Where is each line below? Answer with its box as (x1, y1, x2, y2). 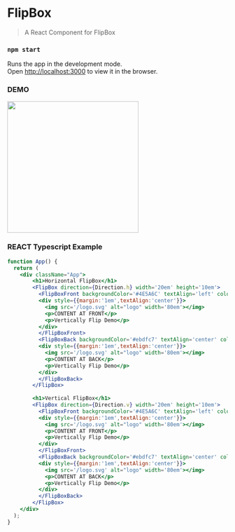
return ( (13, 264, 39, 271)
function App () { (7, 258, 58, 265)
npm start (7, 46, 41, 53)
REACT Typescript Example (7, 242, 103, 252)
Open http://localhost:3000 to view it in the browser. (7, 67, 158, 76)
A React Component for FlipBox (24, 28, 115, 36)
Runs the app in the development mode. (7, 60, 122, 68)
